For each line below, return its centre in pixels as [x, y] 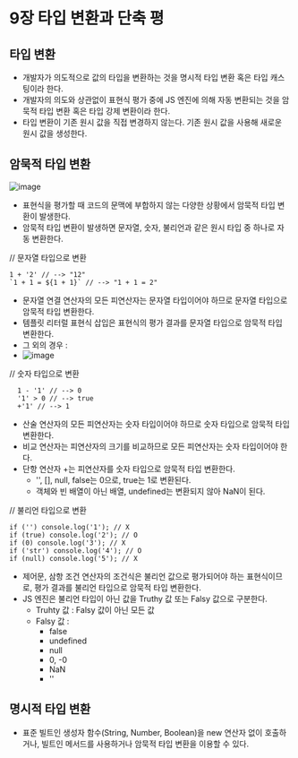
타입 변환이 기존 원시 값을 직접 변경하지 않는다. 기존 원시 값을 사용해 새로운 [152, 122]
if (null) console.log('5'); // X [74, 558]
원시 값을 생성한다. [55, 134]
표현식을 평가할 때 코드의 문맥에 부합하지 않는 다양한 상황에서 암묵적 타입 [149, 205]
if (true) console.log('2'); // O [74, 535]
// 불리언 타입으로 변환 [48, 510]
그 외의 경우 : [45, 345]
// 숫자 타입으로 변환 [44, 374]
